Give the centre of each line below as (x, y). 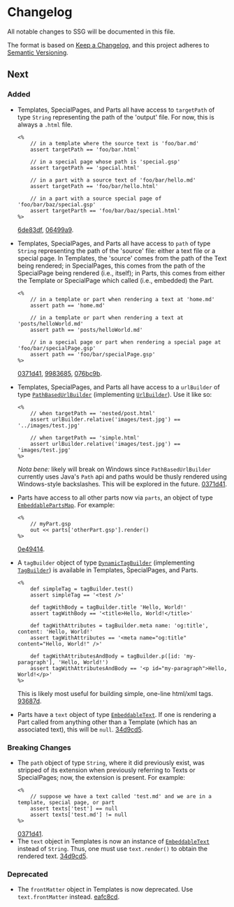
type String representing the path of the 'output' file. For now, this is (116, 117)
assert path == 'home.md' (68, 305)
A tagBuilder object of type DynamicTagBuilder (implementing (106, 563)
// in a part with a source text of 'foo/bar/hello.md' (113, 180)
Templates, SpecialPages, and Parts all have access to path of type (114, 243)
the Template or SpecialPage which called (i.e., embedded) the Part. (116, 280)
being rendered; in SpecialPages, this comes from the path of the (111, 266)
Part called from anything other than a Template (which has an (107, 722)
